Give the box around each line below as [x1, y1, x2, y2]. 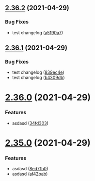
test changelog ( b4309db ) [12, 75, 65, 80]
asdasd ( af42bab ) [12, 171, 48, 177]
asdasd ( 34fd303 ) [12, 120, 48, 126]
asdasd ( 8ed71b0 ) [12, 166, 48, 172]
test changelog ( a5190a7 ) [12, 29, 63, 36]
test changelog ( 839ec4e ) [12, 69, 64, 75]
